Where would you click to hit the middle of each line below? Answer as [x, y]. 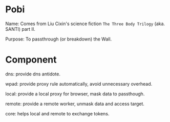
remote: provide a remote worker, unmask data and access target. [75, 104]
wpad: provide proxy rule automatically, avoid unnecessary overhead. [79, 84]
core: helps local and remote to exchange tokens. [57, 113]
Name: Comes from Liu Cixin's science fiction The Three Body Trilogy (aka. [85, 24]
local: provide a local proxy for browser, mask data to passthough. [75, 94]
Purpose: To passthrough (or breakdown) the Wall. [59, 39]
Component [31, 60]
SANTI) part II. [20, 29]
